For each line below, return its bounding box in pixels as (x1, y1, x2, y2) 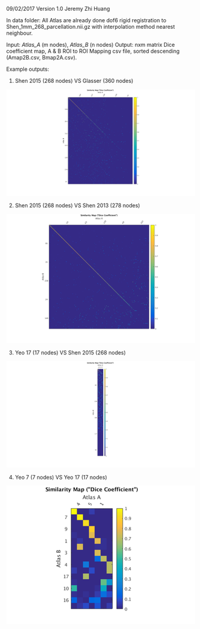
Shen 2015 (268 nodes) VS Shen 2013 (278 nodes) (14, 201, 141, 209)
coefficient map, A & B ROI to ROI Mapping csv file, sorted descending (6, 47, 180, 55)
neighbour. (6, 29, 33, 37)
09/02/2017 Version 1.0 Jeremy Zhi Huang (6, 5, 110, 12)
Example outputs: (6, 65, 50, 73)
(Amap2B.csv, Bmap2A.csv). (6, 54, 77, 61)
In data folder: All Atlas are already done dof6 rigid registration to (6, 17, 166, 23)
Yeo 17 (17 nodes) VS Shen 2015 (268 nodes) (14, 348, 126, 356)
